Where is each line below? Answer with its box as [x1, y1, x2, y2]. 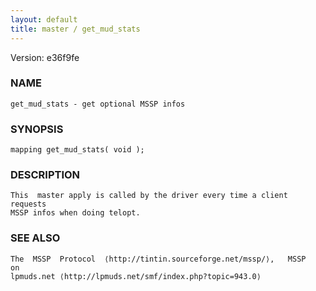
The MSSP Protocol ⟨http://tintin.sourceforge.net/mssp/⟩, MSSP [10, 254, 307, 264]
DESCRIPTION [10, 168, 81, 182]
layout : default [10, 14, 78, 25]
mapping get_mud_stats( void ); [10, 145, 145, 155]
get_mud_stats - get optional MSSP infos [10, 99, 186, 109]
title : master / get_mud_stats [10, 24, 141, 34]
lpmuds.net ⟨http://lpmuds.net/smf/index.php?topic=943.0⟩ [10, 271, 262, 281]
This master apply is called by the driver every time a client [10, 191, 288, 201]
